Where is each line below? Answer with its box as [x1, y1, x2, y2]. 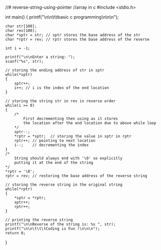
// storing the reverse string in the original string [5, 182, 123, 187]
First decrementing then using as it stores [23, 116, 118, 121]
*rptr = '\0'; [5, 169, 35, 174]
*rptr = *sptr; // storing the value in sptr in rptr [14, 134, 132, 139]
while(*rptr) [5, 187, 33, 192]
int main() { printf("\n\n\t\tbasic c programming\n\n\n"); [5, 14, 119, 20]
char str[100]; [5, 24, 37, 29]
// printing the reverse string [5, 217, 73, 222]
